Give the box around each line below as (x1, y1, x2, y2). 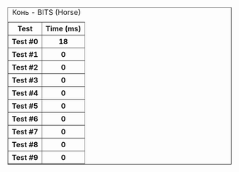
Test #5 (11, 101, 38, 111)
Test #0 (11, 37, 38, 46)
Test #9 (11, 153, 38, 162)
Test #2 (11, 63, 38, 72)
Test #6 (11, 114, 38, 124)
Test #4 (11, 88, 38, 98)
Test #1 (11, 50, 38, 59)
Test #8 (11, 140, 38, 149)
